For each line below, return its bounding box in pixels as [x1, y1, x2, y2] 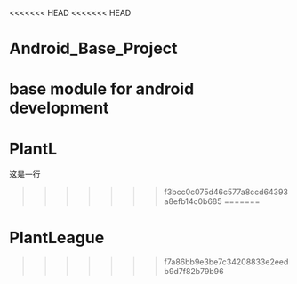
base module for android [9, 79, 195, 99]
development [9, 98, 109, 118]
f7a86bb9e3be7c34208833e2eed [164, 256, 289, 267]
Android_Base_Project [9, 39, 178, 59]
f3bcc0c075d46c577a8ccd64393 [164, 186, 289, 198]
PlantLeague [9, 227, 105, 248]
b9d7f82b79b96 [164, 266, 224, 277]
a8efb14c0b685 [164, 196, 222, 207]
